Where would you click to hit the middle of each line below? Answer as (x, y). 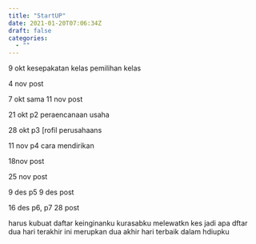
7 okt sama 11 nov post (46, 99)
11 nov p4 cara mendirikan (51, 146)
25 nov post (28, 177)
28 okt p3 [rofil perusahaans (55, 130)
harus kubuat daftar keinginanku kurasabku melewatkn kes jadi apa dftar (128, 223)
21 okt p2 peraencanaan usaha (59, 115)
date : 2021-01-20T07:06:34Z (55, 23)
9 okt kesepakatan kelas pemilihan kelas (75, 68)
